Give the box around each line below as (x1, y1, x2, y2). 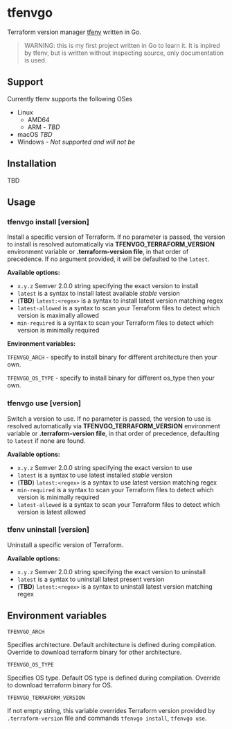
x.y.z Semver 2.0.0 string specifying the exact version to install (17, 282, 199, 290)
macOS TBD (17, 130, 53, 138)
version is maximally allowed (17, 311, 99, 320)
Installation (7, 158, 57, 169)
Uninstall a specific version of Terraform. (7, 540, 124, 549)
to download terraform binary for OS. (7, 680, 113, 689)
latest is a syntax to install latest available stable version (17, 290, 180, 298)
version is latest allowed (17, 508, 87, 516)
